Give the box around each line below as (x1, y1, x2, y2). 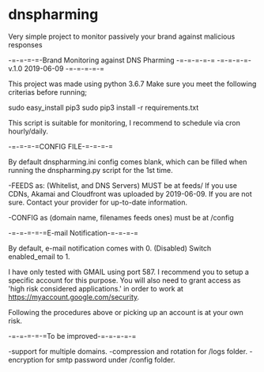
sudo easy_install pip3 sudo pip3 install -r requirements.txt (8, 103, 199, 112)
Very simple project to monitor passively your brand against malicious (8, 32, 236, 41)
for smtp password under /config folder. (44, 355, 175, 364)
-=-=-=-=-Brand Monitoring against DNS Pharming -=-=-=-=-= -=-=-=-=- (8, 55, 251, 65)
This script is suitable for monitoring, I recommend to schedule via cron (8, 118, 241, 127)
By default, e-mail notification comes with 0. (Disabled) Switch (8, 243, 212, 253)
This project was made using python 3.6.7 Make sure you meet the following (8, 79, 257, 88)
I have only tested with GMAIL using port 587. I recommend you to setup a (8, 267, 249, 276)
